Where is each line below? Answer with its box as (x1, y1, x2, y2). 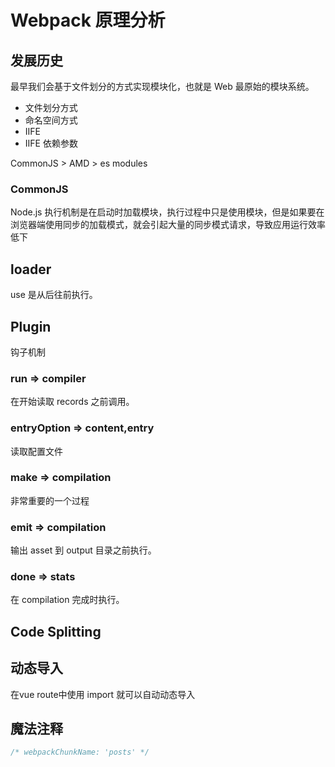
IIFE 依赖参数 (24, 137, 78, 149)
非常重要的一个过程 (10, 494, 90, 506)
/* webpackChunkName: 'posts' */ (10, 747, 150, 758)
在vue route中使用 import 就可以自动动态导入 (10, 688, 196, 700)
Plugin (10, 318, 52, 335)
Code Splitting (10, 623, 102, 640)
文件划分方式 (24, 102, 78, 113)
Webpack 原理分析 (10, 9, 166, 32)
